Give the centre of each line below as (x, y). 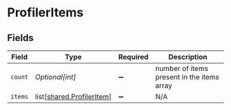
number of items (181, 68)
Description (188, 57)
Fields (21, 38)
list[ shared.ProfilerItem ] (73, 97)
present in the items (187, 77)
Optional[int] (55, 77)
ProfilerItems (45, 13)
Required (133, 57)
